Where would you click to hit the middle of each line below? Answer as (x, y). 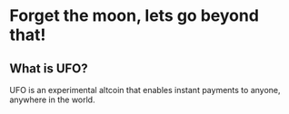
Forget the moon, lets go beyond (134, 16)
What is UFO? (49, 68)
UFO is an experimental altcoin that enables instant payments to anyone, (145, 90)
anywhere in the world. (52, 100)
